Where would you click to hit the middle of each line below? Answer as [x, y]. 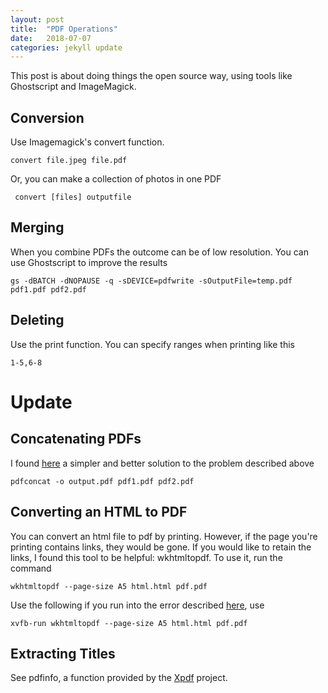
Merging [37, 227]
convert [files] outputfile [73, 197]
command [31, 568]
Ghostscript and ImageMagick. [73, 87]
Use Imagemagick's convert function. [87, 142]
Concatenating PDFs [76, 439]
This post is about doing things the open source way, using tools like [151, 76]
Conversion [47, 117]
